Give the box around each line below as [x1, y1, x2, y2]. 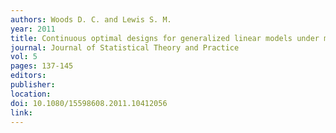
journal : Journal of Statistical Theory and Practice [10, 42, 240, 53]
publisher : [10, 80, 56, 90]
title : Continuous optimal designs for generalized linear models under [10, 33, 320, 43]
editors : [10, 71, 47, 81]
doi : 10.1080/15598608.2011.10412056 [10, 98, 168, 108]
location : [10, 89, 52, 99]
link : [10, 107, 33, 118]
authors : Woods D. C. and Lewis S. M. [10, 14, 172, 25]
